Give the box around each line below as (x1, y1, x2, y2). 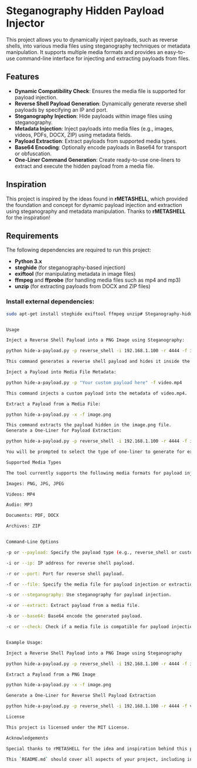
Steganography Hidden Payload (6, 4, 164, 18)
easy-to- (164, 48, 186, 55)
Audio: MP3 (6, 502, 33, 508)
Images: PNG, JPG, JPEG (6, 480, 64, 486)
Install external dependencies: (6, 298, 95, 306)
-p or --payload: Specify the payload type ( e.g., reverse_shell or (6, 549, 177, 555)
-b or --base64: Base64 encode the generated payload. (6, 613, 143, 619)
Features (6, 72, 39, 82)
